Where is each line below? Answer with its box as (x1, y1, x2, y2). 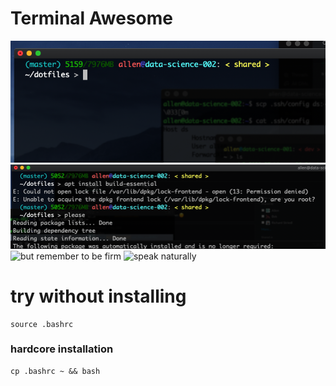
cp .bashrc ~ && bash (10, 366, 101, 376)
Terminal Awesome (10, 7, 174, 30)
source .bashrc (10, 319, 74, 329)
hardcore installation (10, 342, 114, 356)
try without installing (10, 285, 187, 307)
